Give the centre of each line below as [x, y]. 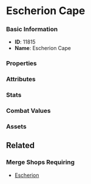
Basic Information [32, 29]
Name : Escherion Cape [43, 48]
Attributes [21, 79]
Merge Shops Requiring [41, 162]
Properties [21, 63]
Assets [16, 126]
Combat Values [28, 111]
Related [21, 145]
